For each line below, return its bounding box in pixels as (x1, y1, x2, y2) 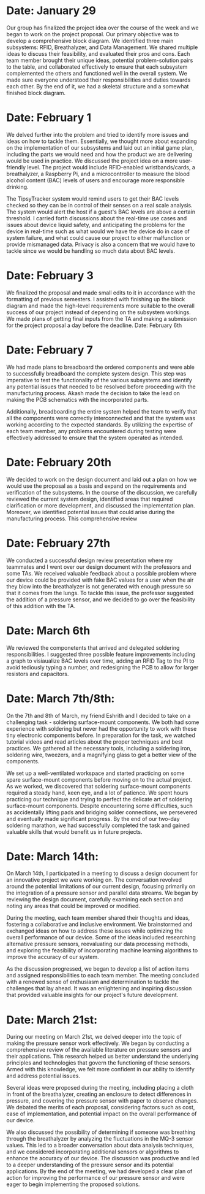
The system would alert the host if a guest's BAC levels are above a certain (6, 208, 196, 215)
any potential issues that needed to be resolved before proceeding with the (6, 383, 196, 390)
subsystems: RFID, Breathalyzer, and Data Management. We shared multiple (6, 44, 198, 51)
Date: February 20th (6, 455, 112, 469)
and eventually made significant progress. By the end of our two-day (6, 815, 180, 822)
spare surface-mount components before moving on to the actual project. (6, 776, 193, 783)
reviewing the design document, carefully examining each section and (6, 896, 184, 903)
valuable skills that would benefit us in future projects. (6, 828, 143, 835)
